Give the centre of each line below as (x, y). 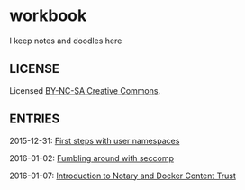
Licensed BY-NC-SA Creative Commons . (85, 90)
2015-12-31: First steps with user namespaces (95, 140)
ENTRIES (35, 119)
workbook (48, 16)
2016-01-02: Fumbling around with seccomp (91, 158)
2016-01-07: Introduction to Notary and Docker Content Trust (123, 176)
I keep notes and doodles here (66, 41)
